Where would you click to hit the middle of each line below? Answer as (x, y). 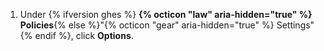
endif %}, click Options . (84, 35)
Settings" (295, 25)
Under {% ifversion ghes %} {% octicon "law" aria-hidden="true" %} (166, 14)
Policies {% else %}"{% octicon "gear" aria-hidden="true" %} (147, 25)
